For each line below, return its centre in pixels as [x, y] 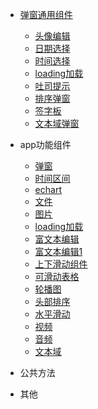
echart [48, 189]
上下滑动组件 [61, 264]
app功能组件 [45, 144]
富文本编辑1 [58, 251]
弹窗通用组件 [46, 14]
